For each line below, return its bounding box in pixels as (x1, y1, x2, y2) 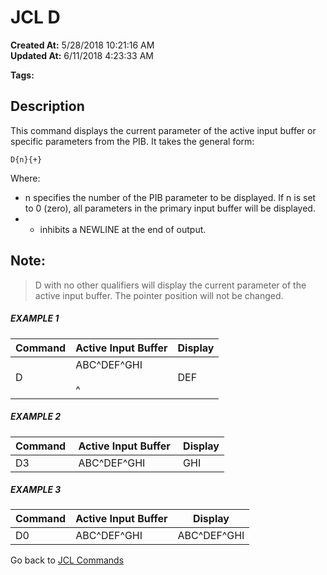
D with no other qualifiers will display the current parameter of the (34, 279, 307, 291)
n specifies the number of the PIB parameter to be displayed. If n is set (24, 191, 317, 203)
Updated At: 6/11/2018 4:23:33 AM (10, 49, 154, 61)
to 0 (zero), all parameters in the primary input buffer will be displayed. (24, 202, 316, 214)
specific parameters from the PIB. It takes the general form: (10, 135, 255, 147)
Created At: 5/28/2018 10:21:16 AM (10, 39, 155, 51)
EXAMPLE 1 (10, 312, 60, 325)
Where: (10, 172, 41, 184)
